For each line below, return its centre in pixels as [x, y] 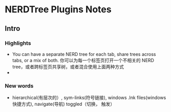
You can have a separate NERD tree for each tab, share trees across [84, 54]
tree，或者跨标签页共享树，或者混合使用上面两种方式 [68, 67]
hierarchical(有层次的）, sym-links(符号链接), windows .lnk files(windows [89, 98]
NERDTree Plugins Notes [58, 10]
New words [19, 86]
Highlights [18, 43]
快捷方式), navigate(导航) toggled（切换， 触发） [63, 104]
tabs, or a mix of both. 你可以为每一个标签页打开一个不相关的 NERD [83, 60]
